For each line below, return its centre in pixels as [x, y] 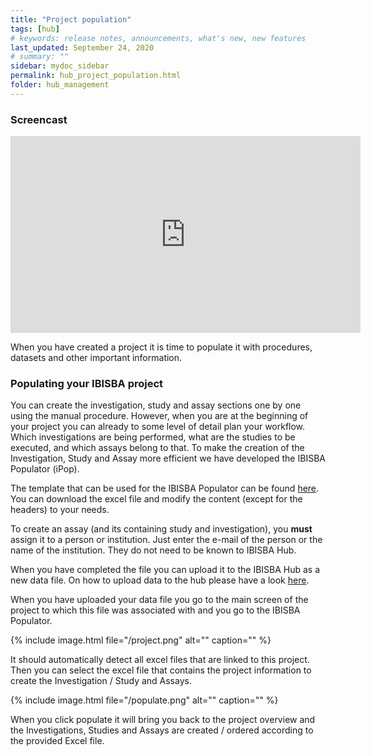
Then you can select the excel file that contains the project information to [161, 670]
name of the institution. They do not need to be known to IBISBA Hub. [153, 550]
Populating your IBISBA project [87, 383]
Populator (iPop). [45, 469]
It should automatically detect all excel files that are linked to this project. [160, 660]
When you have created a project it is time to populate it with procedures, [161, 347]
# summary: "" [40, 57]
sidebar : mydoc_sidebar [60, 66]
